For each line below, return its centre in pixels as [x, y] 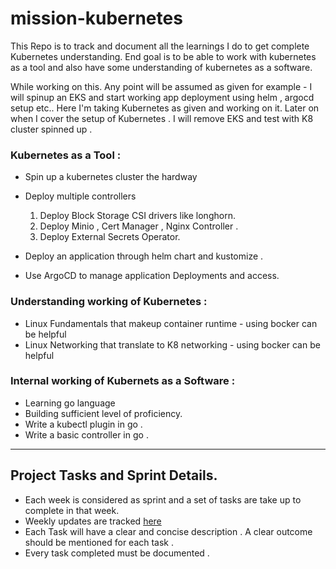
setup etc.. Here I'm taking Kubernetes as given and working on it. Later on [165, 108]
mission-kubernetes [96, 18]
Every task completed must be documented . [117, 553]
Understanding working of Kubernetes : [109, 302]
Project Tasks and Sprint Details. [114, 475]
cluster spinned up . [51, 129]
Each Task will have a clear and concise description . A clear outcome [168, 531]
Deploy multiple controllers [80, 196]
